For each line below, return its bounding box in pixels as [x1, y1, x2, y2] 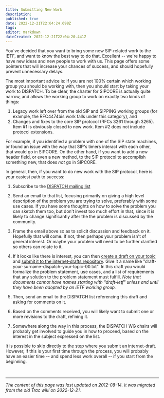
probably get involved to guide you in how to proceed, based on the [12, 328, 149, 334]
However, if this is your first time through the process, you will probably [5, 348, 149, 354]
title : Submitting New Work [5, 7, 63, 12]
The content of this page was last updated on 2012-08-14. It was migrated [5, 382, 155, 388]
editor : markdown [5, 30, 41, 35]
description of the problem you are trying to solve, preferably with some [12, 198, 157, 204]
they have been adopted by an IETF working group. [12, 284, 116, 290]
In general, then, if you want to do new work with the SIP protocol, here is [5, 168, 153, 174]
